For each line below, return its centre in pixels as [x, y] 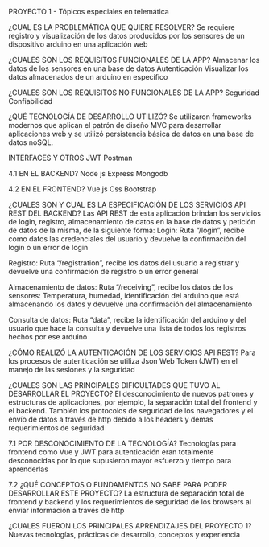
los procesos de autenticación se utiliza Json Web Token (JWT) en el [123, 361]
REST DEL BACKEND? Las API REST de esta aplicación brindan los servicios [135, 213]
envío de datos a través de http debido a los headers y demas [111, 419]
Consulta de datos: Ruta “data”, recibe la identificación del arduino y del [127, 320]
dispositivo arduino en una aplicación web [78, 44]
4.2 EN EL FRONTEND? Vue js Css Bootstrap [83, 189]
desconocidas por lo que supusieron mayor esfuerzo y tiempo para [120, 461]
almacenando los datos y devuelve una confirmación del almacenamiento [130, 304]
